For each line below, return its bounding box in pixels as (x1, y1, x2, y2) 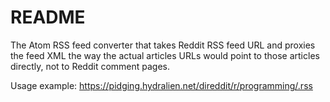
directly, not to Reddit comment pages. (10, 60, 171, 72)
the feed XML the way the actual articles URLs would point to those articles (10, 49, 320, 61)
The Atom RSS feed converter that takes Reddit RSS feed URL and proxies (10, 39, 316, 51)
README (10, 6, 86, 29)
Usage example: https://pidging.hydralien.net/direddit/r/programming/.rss (10, 79, 313, 91)
